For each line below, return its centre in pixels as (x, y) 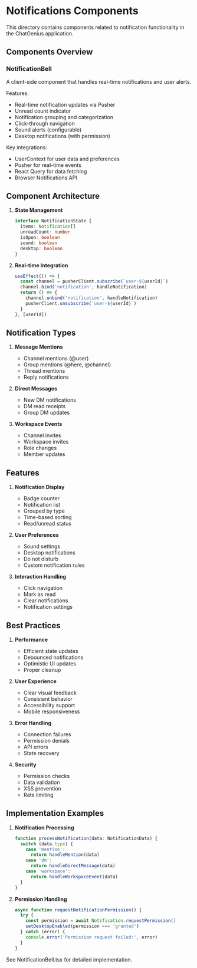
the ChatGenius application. (40, 33)
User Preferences (37, 535)
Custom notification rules (54, 565)
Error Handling (33, 723)
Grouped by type (44, 511)
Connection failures (47, 734)
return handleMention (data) (65, 855)
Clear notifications (46, 601)
